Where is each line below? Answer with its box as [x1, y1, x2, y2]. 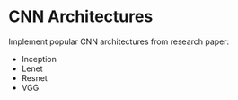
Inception [21, 53, 57, 64]
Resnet [21, 72, 48, 83]
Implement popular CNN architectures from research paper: [8, 36, 230, 47]
